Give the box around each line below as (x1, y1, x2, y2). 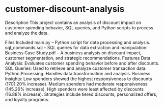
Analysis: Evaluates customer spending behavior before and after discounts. (5, 60, 160, 66)
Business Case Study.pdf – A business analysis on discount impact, (5, 50, 141, 56)
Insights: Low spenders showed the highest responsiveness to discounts (5, 76, 152, 82)
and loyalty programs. (5, 96, 50, 102)
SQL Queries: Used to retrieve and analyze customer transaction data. (5, 65, 147, 71)
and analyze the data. (5, 30, 49, 36)
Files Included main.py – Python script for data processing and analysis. (5, 39, 151, 45)
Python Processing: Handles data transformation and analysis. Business (5, 70, 151, 76)
